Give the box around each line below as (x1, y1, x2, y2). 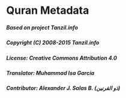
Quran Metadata (6, 4, 89, 17)
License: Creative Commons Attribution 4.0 (6, 54, 118, 61)
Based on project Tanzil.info (6, 23, 79, 31)
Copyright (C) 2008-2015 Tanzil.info (6, 39, 100, 46)
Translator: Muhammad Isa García (6, 69, 95, 76)
